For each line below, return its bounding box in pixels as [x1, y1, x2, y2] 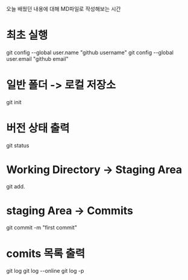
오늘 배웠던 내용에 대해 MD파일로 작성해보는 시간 [6, 5, 121, 12]
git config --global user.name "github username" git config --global [6, 49, 174, 56]
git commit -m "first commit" [6, 223, 77, 231]
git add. [6, 182, 25, 190]
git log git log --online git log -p [6, 267, 84, 274]
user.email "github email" [6, 55, 69, 62]
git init [6, 98, 22, 105]
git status [6, 142, 30, 149]
